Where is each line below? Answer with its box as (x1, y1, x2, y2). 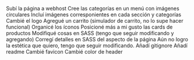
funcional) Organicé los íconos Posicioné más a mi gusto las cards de (6, 23, 173, 30)
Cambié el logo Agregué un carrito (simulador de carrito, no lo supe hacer (6, 17, 184, 24)
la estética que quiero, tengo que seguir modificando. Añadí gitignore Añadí (6, 42, 188, 49)
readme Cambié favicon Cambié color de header (6, 48, 123, 55)
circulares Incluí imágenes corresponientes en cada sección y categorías (6, 11, 182, 18)
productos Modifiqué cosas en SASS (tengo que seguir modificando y (6, 30, 174, 37)
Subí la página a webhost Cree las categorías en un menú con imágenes (6, 5, 179, 12)
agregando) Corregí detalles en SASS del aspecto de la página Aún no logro (6, 36, 188, 43)
